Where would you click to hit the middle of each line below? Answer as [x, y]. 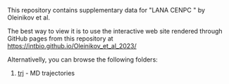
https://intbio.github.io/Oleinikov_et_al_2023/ [72, 46]
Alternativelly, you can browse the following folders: [83, 59]
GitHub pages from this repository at [61, 38]
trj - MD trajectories [46, 73]
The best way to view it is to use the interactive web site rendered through [115, 31]
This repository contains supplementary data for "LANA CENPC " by [106, 10]
